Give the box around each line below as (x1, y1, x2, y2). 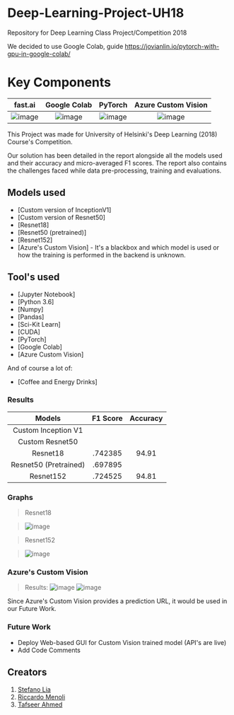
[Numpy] (17, 305, 44, 313)
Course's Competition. (7, 137, 73, 146)
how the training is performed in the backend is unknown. (17, 250, 186, 259)
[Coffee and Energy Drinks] (17, 377, 98, 386)
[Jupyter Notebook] (17, 290, 76, 298)
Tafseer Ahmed (17, 700, 63, 709)
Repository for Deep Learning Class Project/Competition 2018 (7, 28, 187, 37)
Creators (7, 666, 47, 678)
